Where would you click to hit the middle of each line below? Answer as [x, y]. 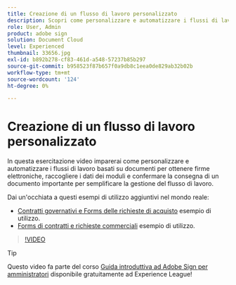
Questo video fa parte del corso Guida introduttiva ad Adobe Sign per [108, 267]
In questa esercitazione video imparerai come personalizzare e [98, 161]
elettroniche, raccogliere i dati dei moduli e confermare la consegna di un [113, 176]
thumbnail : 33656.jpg [39, 53]
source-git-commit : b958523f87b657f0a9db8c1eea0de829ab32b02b [100, 66]
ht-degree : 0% [28, 86]
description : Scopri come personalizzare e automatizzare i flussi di [113, 20]
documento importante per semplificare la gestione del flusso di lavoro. [111, 184]
